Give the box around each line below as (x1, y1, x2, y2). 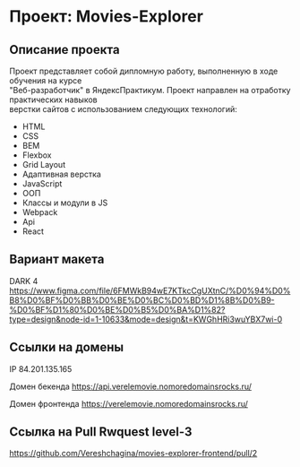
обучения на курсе (9, 75, 82, 86)
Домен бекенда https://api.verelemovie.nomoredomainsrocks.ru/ (9, 381, 253, 392)
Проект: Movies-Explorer (9, 6, 204, 27)
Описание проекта (9, 42, 120, 57)
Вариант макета (9, 252, 105, 267)
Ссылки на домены (9, 340, 124, 355)
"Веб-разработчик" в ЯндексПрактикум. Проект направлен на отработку (9, 85, 291, 95)
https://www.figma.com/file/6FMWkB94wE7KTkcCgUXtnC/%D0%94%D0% (9, 285, 291, 296)
